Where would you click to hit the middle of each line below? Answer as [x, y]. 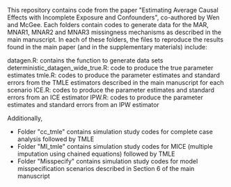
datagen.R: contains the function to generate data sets [85, 60]
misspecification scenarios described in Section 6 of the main [106, 169]
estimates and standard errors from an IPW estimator [83, 105]
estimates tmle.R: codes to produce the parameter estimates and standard [114, 75]
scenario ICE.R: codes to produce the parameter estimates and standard [111, 90]
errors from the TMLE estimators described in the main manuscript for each [115, 82]
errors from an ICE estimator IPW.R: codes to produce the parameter [105, 97]
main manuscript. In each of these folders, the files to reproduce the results [115, 40]
